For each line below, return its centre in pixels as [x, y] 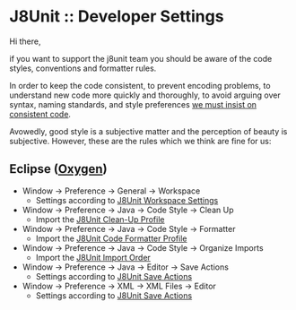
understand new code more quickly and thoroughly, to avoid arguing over [145, 95]
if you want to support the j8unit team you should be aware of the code [141, 58]
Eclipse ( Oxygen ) [58, 169]
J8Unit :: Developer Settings [117, 17]
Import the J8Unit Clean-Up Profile [100, 219]
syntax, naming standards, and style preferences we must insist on [133, 104]
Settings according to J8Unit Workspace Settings [127, 200]
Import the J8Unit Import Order [93, 257]
